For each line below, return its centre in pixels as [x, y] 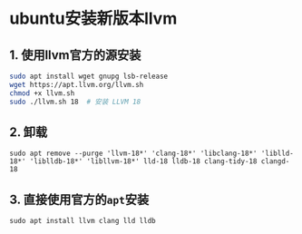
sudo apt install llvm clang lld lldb [83, 221]
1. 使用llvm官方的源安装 [75, 55]
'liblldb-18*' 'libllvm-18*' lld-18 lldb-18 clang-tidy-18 [143, 161]
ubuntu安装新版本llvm [93, 19]
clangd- [275, 161]
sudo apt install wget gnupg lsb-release [89, 76]
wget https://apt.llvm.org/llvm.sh [77, 84]
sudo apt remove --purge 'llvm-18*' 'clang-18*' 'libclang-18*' [133, 154]
